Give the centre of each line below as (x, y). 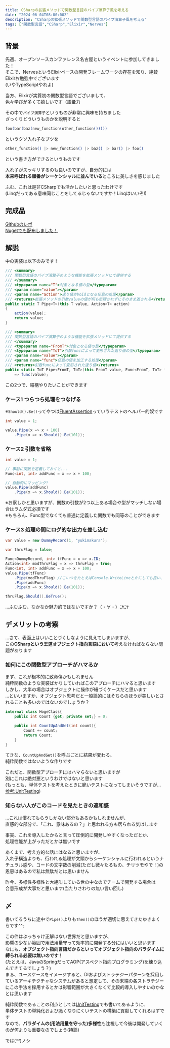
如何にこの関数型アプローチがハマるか (52, 665)
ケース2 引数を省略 (28, 449)
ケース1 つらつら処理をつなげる (43, 399)
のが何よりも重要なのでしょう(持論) (42, 1030)
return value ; (29, 318)
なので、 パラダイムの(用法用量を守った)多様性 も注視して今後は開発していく (84, 1023)
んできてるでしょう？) (28, 968)
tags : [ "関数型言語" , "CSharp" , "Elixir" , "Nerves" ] (57, 24)
